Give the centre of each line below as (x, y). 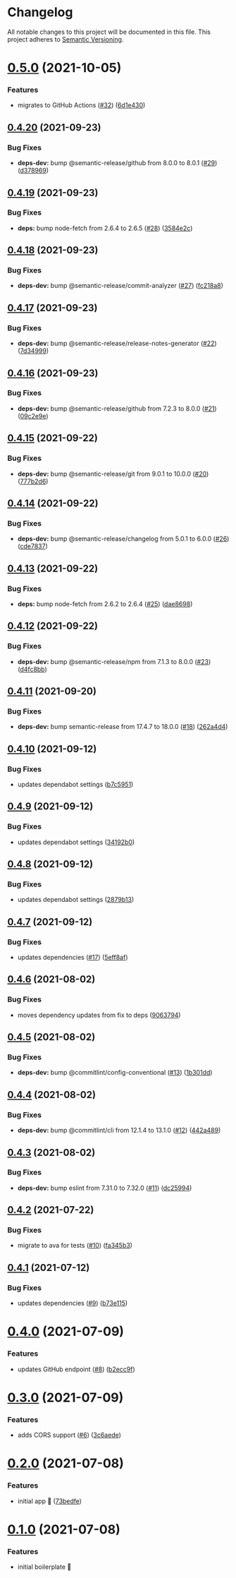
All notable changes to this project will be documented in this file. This (109, 32)
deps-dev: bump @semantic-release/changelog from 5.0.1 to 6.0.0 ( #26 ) (123, 539)
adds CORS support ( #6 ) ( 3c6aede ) (69, 1435)
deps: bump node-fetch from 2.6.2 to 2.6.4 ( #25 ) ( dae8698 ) (105, 603)
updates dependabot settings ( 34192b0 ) (76, 842)
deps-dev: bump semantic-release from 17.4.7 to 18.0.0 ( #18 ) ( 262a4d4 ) (123, 727)
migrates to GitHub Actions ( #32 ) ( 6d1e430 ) (81, 105)
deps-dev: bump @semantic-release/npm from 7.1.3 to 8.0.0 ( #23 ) (114, 661)
